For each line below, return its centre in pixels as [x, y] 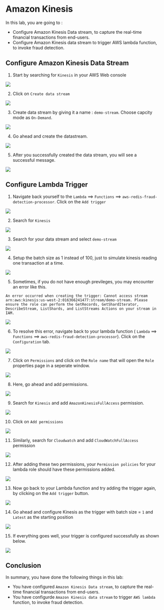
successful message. [34, 160]
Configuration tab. [31, 342]
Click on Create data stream [41, 94]
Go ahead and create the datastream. [50, 136]
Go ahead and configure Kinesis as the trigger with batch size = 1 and [83, 512]
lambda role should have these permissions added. [64, 469]
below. [19, 541]
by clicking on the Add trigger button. [51, 493]
